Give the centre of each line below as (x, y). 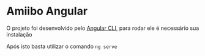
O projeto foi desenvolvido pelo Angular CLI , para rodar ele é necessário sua (103, 28)
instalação (19, 34)
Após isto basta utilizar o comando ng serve (62, 46)
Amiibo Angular (47, 11)
